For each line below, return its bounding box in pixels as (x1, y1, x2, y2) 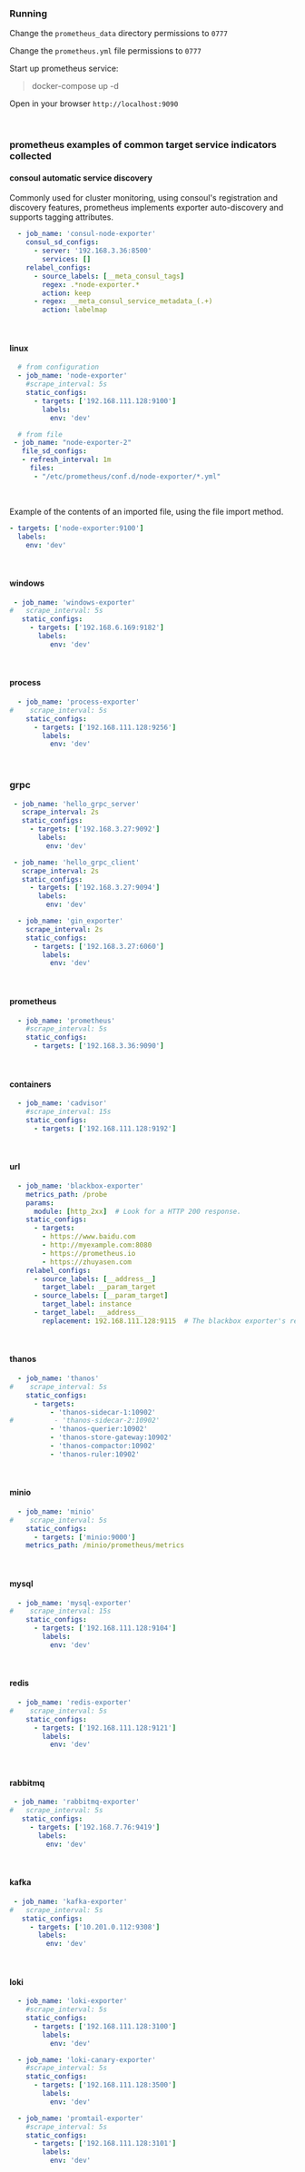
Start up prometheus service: (9, 63, 119, 74)
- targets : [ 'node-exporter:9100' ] (9, 523, 144, 533)
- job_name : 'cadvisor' (17, 1099, 107, 1108)
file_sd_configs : (21, 447, 88, 456)
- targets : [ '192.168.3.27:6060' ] (33, 942, 165, 951)
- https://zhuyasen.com (42, 1257, 132, 1267)
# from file (17, 429, 64, 439)
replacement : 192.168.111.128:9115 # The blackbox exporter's (42, 1316, 286, 1326)
